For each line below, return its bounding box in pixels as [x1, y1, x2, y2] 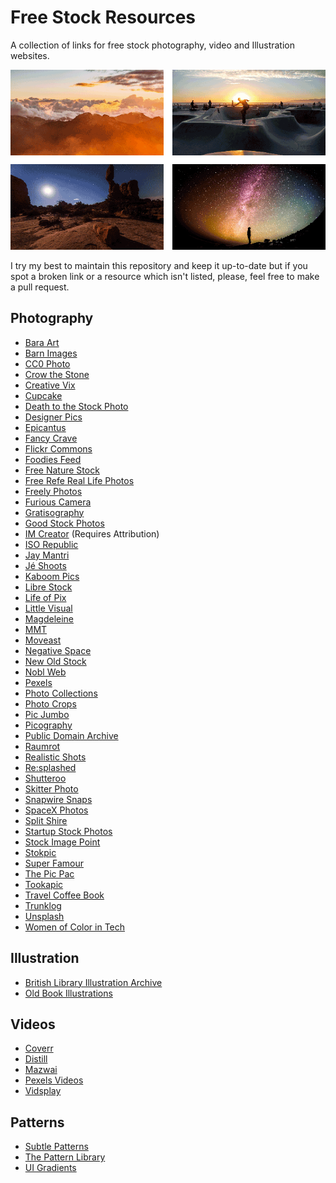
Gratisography [24, 506, 85, 518]
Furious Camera [24, 496, 92, 508]
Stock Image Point [24, 836, 101, 848]
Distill [24, 1053, 48, 1065]
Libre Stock [24, 581, 73, 593]
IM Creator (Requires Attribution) [24, 527, 160, 540]
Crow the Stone [24, 368, 90, 380]
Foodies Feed [24, 453, 82, 465]
